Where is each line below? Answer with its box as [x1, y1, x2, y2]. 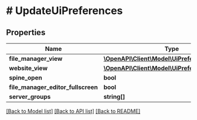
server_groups [9, 92, 51, 101]
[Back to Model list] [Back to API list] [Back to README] [6, 108, 141, 115]
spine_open [9, 74, 42, 81]
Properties [6, 28, 46, 37]
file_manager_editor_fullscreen [9, 83, 98, 91]
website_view [9, 64, 48, 72]
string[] [103, 92, 125, 101]
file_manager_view [9, 54, 63, 63]
